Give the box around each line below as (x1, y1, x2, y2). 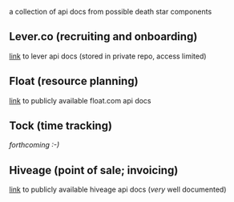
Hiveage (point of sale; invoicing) (9, 164, 179, 177)
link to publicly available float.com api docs (9, 95, 151, 105)
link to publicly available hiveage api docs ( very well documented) (9, 184, 227, 195)
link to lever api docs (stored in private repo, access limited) (9, 51, 207, 61)
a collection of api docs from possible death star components (9, 7, 212, 16)
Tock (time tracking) (9, 119, 113, 133)
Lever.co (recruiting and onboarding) (9, 30, 198, 43)
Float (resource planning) (9, 75, 139, 88)
